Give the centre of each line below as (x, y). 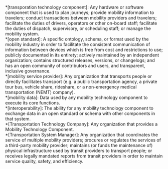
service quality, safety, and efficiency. (44, 161)
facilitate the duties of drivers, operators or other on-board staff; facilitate (81, 23)
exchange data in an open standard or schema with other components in (80, 113)
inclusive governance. (28, 71)
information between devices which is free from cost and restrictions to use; (84, 50)
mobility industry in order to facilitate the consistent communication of (78, 44)
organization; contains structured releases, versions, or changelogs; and (80, 60)
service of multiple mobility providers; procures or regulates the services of (83, 140)
